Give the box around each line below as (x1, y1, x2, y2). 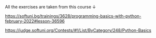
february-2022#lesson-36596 (5, 19, 65, 24)
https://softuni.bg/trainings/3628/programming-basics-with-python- (5, 13, 142, 19)
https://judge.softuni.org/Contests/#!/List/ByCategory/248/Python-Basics (5, 28, 152, 33)
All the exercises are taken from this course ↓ (5, 4, 96, 9)
